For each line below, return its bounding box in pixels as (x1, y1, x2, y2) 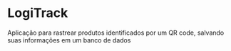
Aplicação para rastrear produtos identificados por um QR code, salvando (7, 28, 225, 37)
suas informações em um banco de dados (7, 35, 131, 44)
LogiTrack (7, 5, 68, 21)
